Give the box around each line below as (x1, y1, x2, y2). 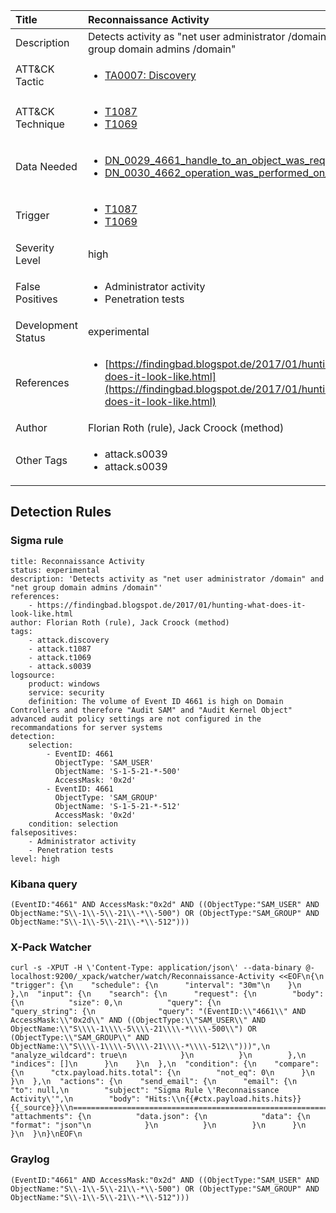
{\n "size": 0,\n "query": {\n (10, 998, 222, 1008)
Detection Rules (10, 504, 112, 521)
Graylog (10, 1152, 50, 1166)
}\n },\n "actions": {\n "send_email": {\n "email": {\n (10, 1077, 298, 1087)
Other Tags (15, 454, 68, 467)
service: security (28, 687, 105, 698)
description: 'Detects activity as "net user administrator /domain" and (10, 574, 325, 584)
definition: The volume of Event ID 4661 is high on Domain (28, 696, 284, 706)
